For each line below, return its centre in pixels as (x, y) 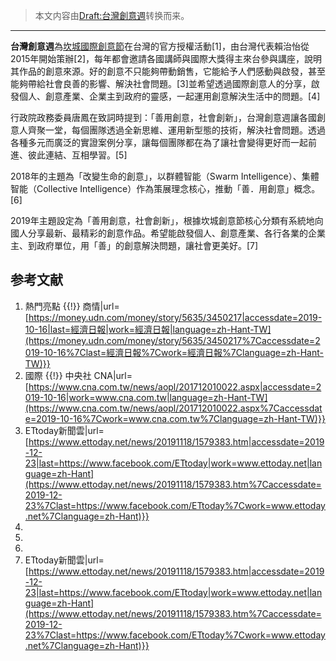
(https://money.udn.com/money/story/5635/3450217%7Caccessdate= (170, 340)
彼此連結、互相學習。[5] (77, 155)
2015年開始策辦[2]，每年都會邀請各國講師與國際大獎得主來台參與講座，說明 (166, 58)
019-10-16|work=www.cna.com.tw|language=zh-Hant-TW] (146, 397)
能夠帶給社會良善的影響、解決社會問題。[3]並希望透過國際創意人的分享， (161, 83)
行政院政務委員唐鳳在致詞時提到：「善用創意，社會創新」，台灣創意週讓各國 (163, 117)
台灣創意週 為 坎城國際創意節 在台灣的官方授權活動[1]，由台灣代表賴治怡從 (160, 46)
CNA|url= (113, 375)
